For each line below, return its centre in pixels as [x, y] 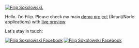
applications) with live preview [35, 22]
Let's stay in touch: [24, 31]
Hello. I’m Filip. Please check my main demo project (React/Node [70, 17]
